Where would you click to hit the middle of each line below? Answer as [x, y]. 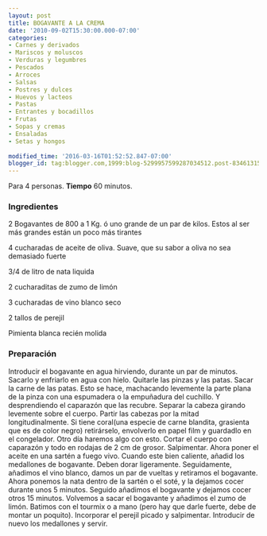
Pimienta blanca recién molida [58, 333]
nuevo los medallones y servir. [58, 523]
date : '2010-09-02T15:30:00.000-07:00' [74, 30]
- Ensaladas [28, 134]
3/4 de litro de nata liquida [51, 272]
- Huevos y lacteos [41, 97]
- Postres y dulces [41, 89]
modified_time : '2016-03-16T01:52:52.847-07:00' [90, 156]
